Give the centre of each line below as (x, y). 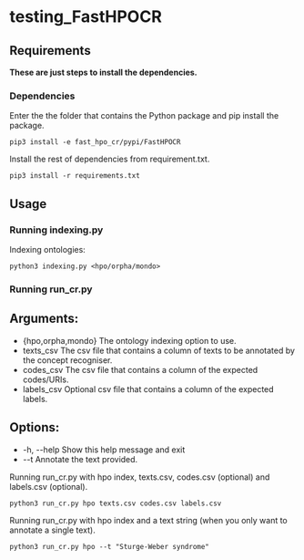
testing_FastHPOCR (86, 17)
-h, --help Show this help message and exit (104, 450)
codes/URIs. (46, 379)
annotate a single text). (52, 530)
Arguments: (44, 319)
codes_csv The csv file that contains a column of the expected (140, 369)
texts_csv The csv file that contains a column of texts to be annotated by (159, 350)
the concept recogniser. (67, 360)
